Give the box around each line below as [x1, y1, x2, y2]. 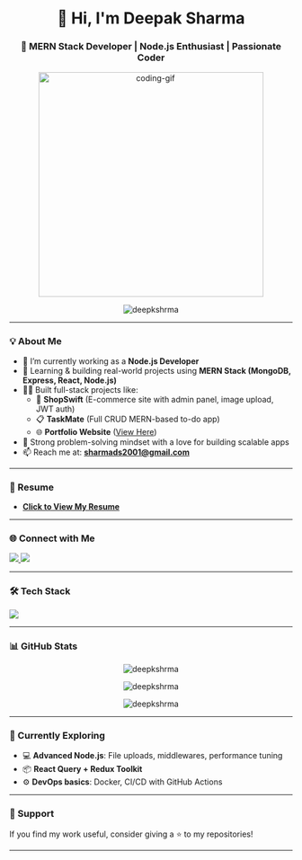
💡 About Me [9, 335, 62, 348]
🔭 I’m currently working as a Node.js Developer [22, 355, 200, 367]
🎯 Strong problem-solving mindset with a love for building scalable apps [22, 436, 289, 448]
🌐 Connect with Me [9, 532, 96, 545]
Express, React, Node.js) [22, 375, 117, 386]
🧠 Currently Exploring [9, 729, 106, 741]
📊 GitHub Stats [9, 640, 78, 652]
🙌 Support [9, 808, 55, 820]
